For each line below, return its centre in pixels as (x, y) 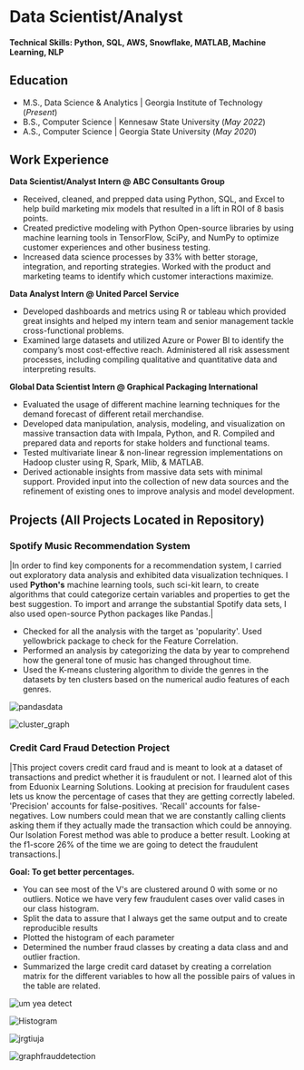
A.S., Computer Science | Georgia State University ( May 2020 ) (139, 131)
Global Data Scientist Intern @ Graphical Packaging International (134, 387)
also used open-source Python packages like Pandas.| (111, 614)
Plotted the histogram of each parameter (98, 937)
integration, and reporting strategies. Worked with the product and (147, 267)
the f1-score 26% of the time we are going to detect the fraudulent (134, 845)
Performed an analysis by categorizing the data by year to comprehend (156, 651)
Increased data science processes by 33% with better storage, (140, 257)
